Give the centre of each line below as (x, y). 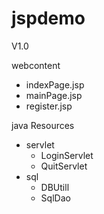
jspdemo (48, 18)
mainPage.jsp (54, 95)
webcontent (36, 65)
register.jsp (49, 106)
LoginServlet (67, 155)
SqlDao (55, 198)
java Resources (43, 125)
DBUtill (55, 187)
